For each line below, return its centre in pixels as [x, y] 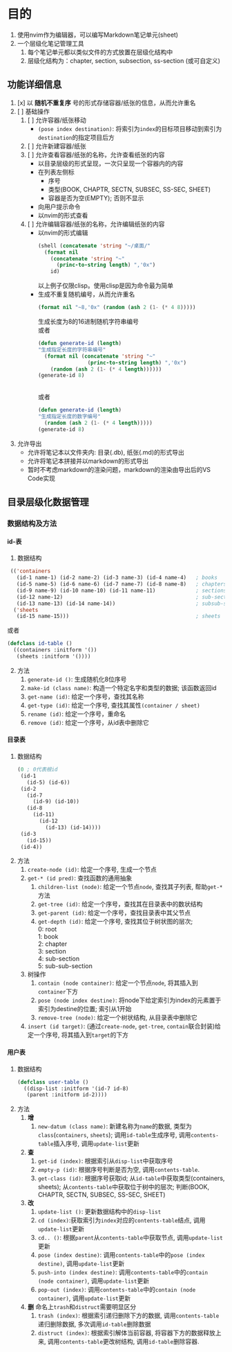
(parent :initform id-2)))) [67, 1095]
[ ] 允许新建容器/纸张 [57, 146]
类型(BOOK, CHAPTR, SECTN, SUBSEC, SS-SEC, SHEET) [129, 189]
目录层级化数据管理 [48, 502]
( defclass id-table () [40, 644]
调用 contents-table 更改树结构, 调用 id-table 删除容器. [123, 1342]
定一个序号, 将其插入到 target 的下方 [78, 1035]
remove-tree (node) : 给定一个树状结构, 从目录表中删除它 [118, 1018]
